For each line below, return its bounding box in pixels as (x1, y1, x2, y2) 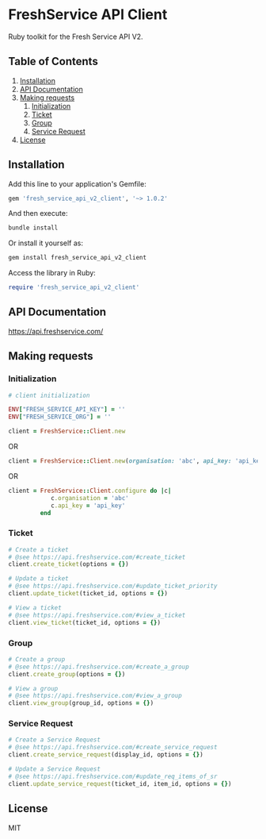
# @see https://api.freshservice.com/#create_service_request (8, 744, 218, 752)
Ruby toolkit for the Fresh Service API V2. (8, 32, 144, 41)
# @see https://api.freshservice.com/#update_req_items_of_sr (8, 772, 218, 780)
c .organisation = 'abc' (50, 494, 129, 502)
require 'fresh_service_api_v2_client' (8, 283, 140, 291)
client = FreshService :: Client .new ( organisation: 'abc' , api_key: (8, 457, 232, 465)
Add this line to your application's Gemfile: (8, 179, 146, 188)
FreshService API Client (8, 6, 168, 24)
